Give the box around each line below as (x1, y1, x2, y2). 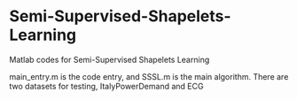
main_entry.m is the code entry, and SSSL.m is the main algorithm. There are (9, 71, 289, 81)
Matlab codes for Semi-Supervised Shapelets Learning (9, 54, 210, 65)
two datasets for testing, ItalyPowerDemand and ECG (9, 81, 204, 91)
